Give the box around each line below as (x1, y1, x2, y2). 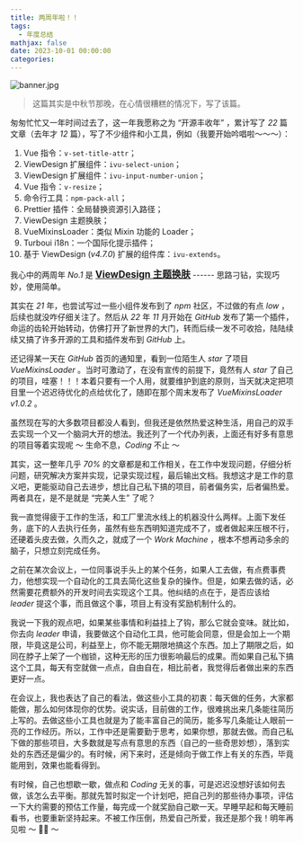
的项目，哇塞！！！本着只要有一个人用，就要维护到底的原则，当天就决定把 (10, 376, 286, 386)
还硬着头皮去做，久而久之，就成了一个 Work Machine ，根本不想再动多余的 (10, 534, 290, 545)
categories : (10, 55, 55, 64)
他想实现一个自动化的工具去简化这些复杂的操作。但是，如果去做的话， (25, 576, 286, 586)
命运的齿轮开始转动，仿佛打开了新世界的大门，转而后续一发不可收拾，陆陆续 (10, 323, 294, 333)
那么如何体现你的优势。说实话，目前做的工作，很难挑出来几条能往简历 (33, 704, 294, 714)
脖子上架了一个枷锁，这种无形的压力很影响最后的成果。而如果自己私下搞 (25, 651, 294, 661)
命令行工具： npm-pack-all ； (22, 192, 128, 203)
